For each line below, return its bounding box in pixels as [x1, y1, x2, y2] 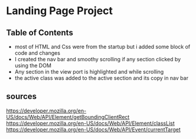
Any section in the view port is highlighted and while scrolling [14, 68, 164, 75]
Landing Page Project [6, 4, 113, 18]
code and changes [14, 49, 61, 57]
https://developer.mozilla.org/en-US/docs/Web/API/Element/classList [6, 120, 175, 127]
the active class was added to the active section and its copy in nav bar [14, 75, 189, 81]
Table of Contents [6, 28, 74, 38]
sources [6, 91, 37, 101]
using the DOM [14, 62, 52, 69]
